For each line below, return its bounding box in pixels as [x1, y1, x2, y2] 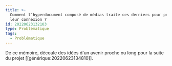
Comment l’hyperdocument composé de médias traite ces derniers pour [10, 12, 161, 17]
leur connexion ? [10, 17, 47, 22]
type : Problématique [5, 26, 50, 31]
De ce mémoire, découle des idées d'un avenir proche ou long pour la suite [5, 49, 164, 56]
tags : [5, 31, 17, 36]
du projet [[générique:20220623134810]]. [5, 55, 93, 61]
